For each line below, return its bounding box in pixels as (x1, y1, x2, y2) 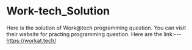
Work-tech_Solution (6, 4, 110, 18)
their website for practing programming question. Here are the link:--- (6, 30, 182, 37)
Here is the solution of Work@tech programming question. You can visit (6, 24, 187, 31)
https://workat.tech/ (6, 37, 57, 44)
